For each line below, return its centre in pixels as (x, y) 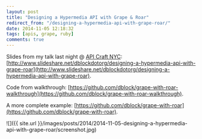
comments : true (25, 40)
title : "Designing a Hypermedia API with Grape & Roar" (78, 17)
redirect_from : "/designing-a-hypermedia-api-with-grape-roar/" (88, 23)
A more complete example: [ (41, 105)
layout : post (23, 12)
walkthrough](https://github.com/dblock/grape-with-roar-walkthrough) (94, 94)
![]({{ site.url (21, 123)
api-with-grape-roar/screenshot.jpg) (51, 130)
